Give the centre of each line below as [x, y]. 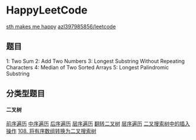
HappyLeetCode [47, 10]
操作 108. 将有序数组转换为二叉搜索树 [51, 131]
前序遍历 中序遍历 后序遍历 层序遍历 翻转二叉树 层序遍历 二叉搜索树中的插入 [98, 124]
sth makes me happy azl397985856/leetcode [61, 26]
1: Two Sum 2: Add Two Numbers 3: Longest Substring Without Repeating [96, 61]
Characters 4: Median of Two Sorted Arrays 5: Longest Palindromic [88, 67]
